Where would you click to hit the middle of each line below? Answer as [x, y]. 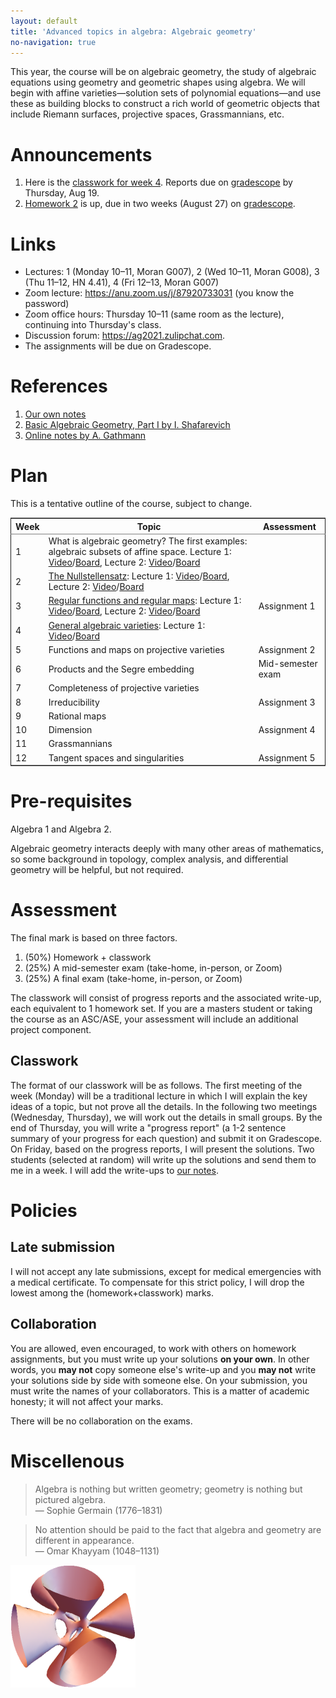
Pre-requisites [71, 801]
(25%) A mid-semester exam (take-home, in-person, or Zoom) [153, 968]
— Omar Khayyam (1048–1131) [97, 1551]
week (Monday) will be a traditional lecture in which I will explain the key [159, 1096]
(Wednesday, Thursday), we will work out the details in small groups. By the [166, 1117]
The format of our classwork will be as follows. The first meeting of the [156, 1085]
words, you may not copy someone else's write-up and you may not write [163, 1369]
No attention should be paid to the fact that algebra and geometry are [178, 1529]
